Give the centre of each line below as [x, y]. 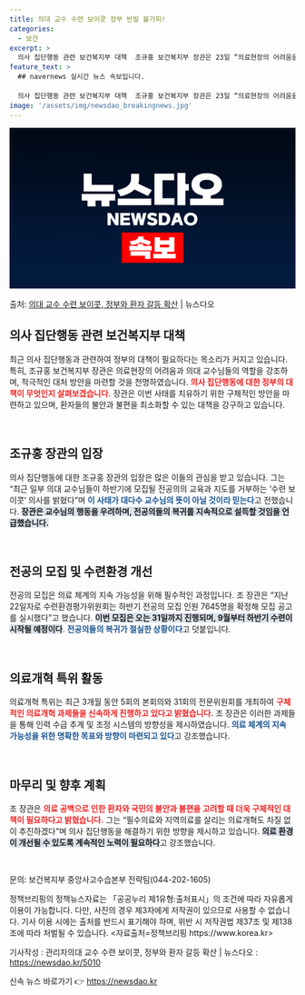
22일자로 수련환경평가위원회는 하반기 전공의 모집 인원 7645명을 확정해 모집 [143, 607]
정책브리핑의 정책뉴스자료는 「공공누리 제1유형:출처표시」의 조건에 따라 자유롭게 [151, 899]
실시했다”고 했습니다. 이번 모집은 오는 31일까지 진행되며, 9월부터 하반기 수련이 [156, 618]
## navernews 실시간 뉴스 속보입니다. [81, 77]
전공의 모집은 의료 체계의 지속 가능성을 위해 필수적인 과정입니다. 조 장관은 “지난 [149, 595]
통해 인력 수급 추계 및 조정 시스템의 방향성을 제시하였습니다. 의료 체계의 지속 [152, 725]
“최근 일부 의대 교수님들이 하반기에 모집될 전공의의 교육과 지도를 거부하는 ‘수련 [148, 488]
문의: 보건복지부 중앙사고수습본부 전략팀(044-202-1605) [110, 880]
